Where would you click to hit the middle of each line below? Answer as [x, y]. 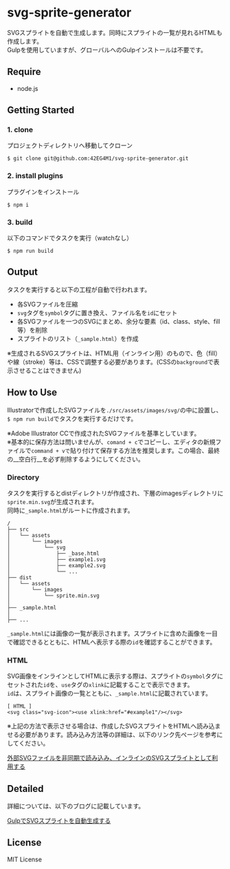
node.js [28, 88]
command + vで [51, 451]
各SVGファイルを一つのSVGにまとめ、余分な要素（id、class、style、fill [119, 321]
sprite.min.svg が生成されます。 [53, 501]
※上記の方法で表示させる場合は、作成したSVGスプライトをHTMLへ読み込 [111, 726]
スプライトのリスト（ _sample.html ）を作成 [78, 338]
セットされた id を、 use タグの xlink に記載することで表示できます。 [100, 685]
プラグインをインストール [43, 191]
